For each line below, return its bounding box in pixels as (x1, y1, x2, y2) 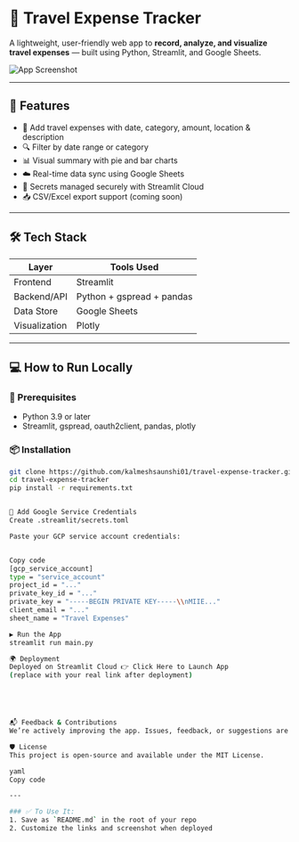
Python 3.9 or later (21, 412, 91, 422)
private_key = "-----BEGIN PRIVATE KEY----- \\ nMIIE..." (9, 597, 221, 607)
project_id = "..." (9, 581, 82, 590)
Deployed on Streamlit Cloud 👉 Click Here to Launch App (9, 663, 229, 672)
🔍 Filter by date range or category (21, 142, 149, 152)
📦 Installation (9, 444, 71, 456)
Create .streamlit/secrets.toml (9, 516, 129, 525)
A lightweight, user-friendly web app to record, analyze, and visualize (9, 37, 268, 48)
